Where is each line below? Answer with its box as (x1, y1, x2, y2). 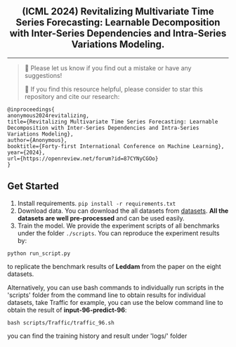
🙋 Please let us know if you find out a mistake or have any (24, 63, 192, 72)
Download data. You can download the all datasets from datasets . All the (17, 207, 229, 215)
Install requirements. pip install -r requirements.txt (17, 199, 176, 207)
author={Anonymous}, (7, 136, 68, 143)
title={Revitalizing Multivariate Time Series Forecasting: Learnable (7, 118, 218, 125)
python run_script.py (7, 249, 71, 257)
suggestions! (24, 71, 63, 79)
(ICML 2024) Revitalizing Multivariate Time (22, 6, 214, 18)
